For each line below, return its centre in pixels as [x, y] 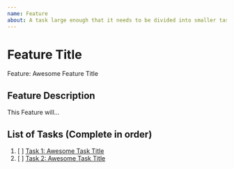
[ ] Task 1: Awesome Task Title [61, 151]
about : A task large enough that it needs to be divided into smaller [112, 20]
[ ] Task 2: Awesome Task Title [61, 159]
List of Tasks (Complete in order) [80, 134]
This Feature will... [33, 113]
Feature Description [51, 96]
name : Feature [28, 14]
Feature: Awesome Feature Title [53, 74]
